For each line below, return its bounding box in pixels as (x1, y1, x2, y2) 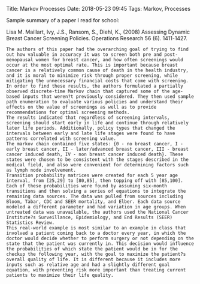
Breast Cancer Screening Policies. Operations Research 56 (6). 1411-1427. (6, 35, 187, 41)
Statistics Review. (6, 220, 55, 226)
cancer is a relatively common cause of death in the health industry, (6, 67, 189, 73)
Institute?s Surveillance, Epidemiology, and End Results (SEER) (6, 214, 172, 220)
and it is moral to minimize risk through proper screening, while (6, 73, 178, 79)
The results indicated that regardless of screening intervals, (6, 115, 170, 121)
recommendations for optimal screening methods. (6, 109, 130, 115)
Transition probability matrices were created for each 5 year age (6, 172, 178, 178)
